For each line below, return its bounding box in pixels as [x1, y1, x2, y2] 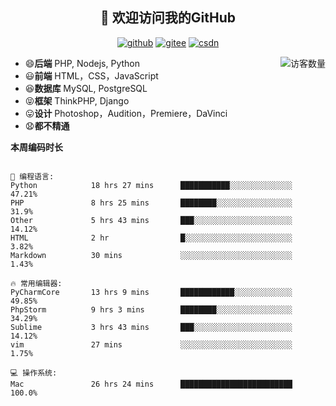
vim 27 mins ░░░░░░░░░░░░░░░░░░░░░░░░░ [10, 339, 293, 350]
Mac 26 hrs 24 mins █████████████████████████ [10, 379, 293, 389]
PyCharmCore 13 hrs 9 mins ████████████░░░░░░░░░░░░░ [10, 287, 293, 297]
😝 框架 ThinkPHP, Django [24, 94, 130, 107]
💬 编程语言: [10, 171, 55, 182]
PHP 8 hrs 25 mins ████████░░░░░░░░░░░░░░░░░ [10, 198, 293, 208]
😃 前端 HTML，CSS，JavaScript [24, 69, 159, 82]
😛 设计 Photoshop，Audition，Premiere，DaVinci [24, 107, 228, 119]
